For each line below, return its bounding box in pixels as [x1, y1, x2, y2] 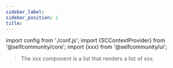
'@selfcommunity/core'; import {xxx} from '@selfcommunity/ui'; [6, 43, 167, 50]
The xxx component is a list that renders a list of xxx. [20, 55, 155, 63]
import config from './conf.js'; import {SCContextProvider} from [6, 37, 166, 44]
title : [6, 20, 23, 26]
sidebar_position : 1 [6, 15, 59, 21]
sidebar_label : [6, 8, 45, 15]
